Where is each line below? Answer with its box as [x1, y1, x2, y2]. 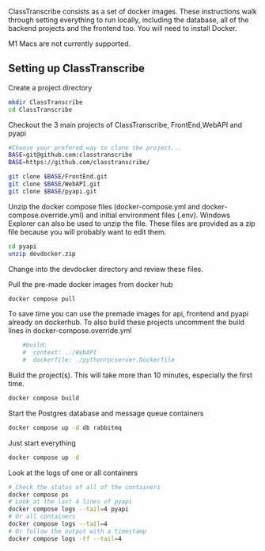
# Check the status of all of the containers [8, 483, 161, 491]
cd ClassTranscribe [8, 105, 73, 113]
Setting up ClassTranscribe [8, 62, 145, 75]
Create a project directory [8, 82, 93, 92]
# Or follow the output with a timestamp [8, 527, 147, 535]
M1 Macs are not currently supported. [8, 39, 131, 48]
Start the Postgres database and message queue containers [8, 408, 204, 418]
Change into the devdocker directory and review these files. [8, 264, 203, 274]
